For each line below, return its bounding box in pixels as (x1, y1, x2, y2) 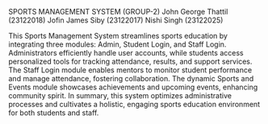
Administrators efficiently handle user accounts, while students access (8, 48, 244, 57)
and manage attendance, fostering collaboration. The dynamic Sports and (8, 74, 254, 83)
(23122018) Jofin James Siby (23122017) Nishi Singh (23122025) (8, 15, 224, 25)
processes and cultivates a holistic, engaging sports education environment (8, 100, 261, 109)
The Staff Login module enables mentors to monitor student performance (8, 65, 253, 75)
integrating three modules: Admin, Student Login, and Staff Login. (8, 39, 227, 49)
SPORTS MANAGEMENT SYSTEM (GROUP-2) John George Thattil (8, 7, 228, 16)
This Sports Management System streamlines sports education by (8, 31, 228, 40)
